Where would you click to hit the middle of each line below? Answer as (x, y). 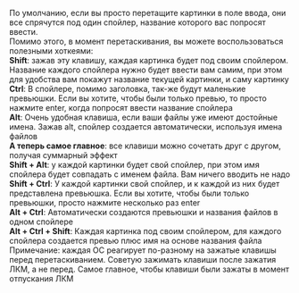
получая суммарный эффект (63, 155)
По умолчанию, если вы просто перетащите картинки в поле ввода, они (148, 13)
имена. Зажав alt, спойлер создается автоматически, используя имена (146, 127)
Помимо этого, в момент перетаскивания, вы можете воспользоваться (146, 41)
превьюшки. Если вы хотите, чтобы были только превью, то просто (138, 98)
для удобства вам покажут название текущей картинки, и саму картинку (149, 79)
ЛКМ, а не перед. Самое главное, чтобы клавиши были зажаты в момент (149, 269)
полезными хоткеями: (51, 51)
